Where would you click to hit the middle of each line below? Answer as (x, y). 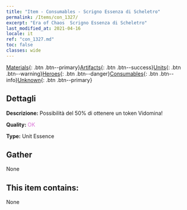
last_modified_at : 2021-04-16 (44, 28)
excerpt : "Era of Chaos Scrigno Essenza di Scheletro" (77, 23)
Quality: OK (21, 124)
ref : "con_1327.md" (30, 39)
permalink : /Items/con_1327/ (42, 17)
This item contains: (42, 188)
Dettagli (21, 99)
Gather (19, 154)
